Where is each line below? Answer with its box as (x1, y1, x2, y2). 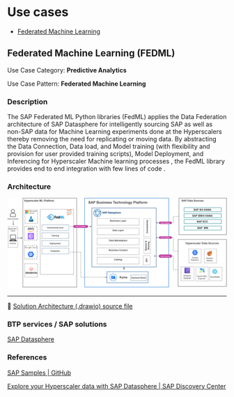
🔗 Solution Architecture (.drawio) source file (7, 302, 134, 311)
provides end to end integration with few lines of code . (7, 164, 166, 173)
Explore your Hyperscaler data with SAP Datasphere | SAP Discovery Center (7, 382, 226, 390)
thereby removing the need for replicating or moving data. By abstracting (7, 135, 217, 143)
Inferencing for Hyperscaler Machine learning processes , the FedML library (7, 157, 225, 166)
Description (7, 97, 48, 107)
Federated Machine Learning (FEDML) (7, 47, 175, 59)
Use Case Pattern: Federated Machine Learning (7, 79, 146, 88)
